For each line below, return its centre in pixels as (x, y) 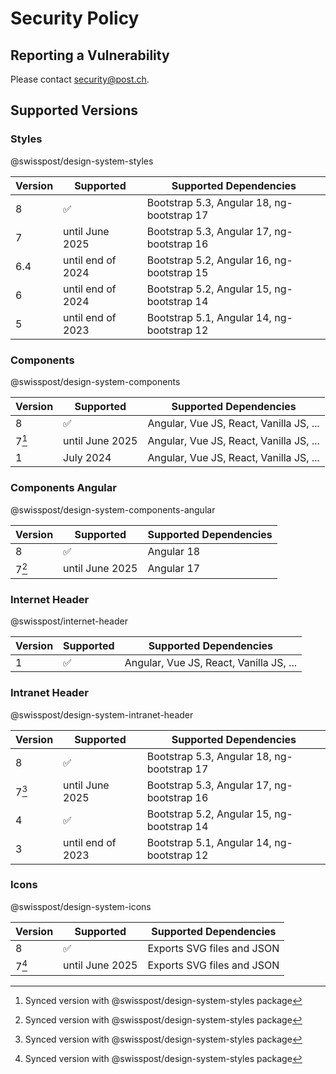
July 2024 (87, 458)
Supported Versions (74, 110)
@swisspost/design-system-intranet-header (102, 714)
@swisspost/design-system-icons (81, 906)
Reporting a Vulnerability (90, 55)
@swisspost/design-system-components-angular (113, 509)
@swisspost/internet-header (69, 621)
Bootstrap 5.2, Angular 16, (209, 260)
